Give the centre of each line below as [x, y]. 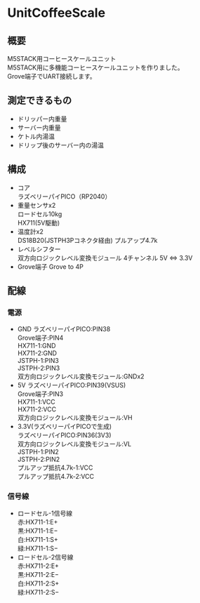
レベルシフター [39, 249]
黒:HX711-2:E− [38, 574]
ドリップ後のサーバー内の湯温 [60, 145]
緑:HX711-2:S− [38, 592]
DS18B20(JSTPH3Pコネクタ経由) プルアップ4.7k [87, 240]
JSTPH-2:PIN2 [39, 459]
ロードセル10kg [40, 214]
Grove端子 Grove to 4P [51, 266]
